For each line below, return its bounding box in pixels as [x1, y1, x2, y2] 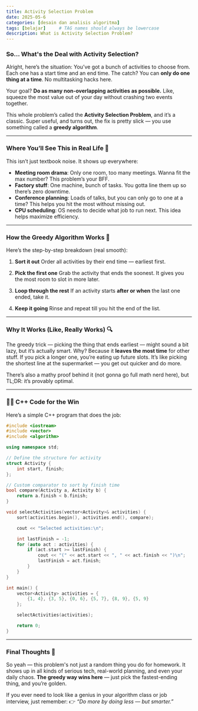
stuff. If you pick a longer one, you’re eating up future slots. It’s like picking [6, 353, 187, 361]
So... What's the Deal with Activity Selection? [6, 50, 139, 58]
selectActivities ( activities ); [16, 612, 94, 618]
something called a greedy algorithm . [6, 124, 98, 131]
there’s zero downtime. [14, 188, 71, 195]
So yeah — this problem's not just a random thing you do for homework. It [6, 661, 186, 669]
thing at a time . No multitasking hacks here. [6, 76, 113, 83]
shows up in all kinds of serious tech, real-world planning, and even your [6, 667, 183, 674]
